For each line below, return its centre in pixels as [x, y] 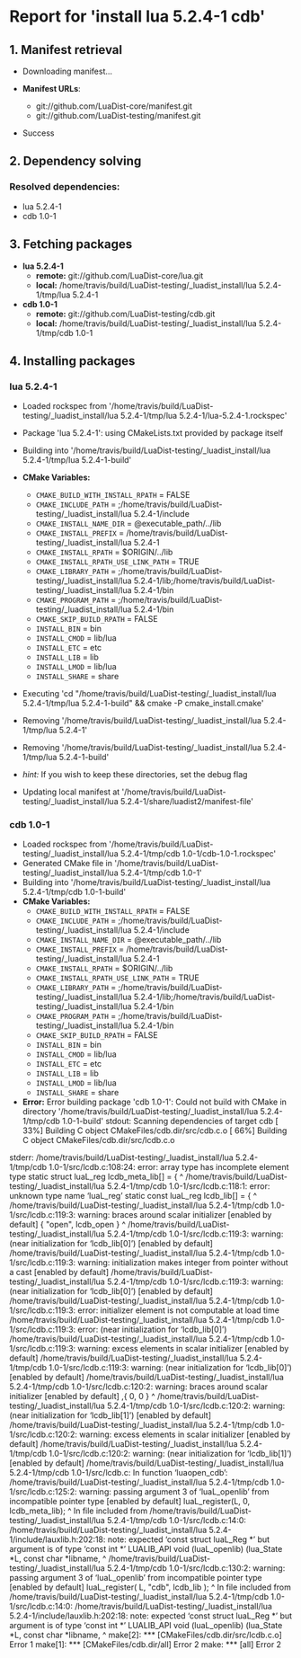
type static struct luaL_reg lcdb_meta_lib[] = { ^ [97, 1177]
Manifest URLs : [51, 89]
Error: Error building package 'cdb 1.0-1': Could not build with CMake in [155, 1102]
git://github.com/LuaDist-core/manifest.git [114, 106]
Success [38, 133]
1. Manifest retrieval [66, 50]
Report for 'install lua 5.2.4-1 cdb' [137, 17]
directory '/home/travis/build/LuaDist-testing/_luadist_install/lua [140, 1112]
